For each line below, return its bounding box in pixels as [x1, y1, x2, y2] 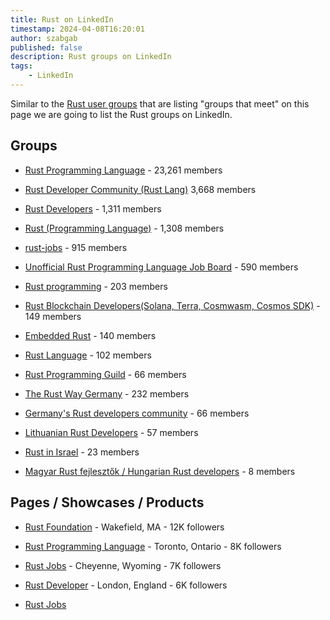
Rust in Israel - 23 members [24, 446, 140, 458]
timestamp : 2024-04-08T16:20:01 [10, 24, 145, 34]
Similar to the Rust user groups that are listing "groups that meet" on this [10, 97, 310, 110]
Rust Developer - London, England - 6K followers [24, 579, 228, 591]
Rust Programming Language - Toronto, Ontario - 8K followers [24, 540, 282, 552]
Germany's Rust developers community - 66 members [24, 407, 250, 419]
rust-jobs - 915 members [24, 241, 128, 253]
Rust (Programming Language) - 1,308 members [24, 222, 225, 234]
